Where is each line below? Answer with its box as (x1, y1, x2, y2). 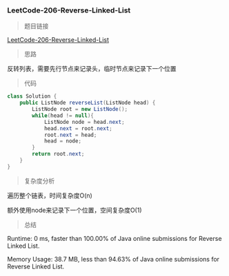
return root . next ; (32, 151, 85, 158)
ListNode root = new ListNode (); (32, 106, 128, 113)
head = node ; (43, 138, 81, 145)
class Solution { (7, 93, 57, 100)
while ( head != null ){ (32, 112, 94, 119)
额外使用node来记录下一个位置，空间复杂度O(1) (7, 206, 143, 214)
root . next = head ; (43, 131, 97, 138)
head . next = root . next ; (43, 125, 112, 132)
